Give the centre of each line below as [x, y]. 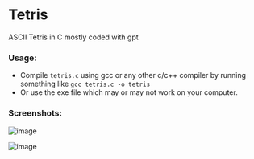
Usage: [23, 58]
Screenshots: [35, 113]
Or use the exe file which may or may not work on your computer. [129, 92]
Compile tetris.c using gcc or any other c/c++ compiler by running [133, 75]
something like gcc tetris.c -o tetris [85, 84]
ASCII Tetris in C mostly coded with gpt [73, 37]
